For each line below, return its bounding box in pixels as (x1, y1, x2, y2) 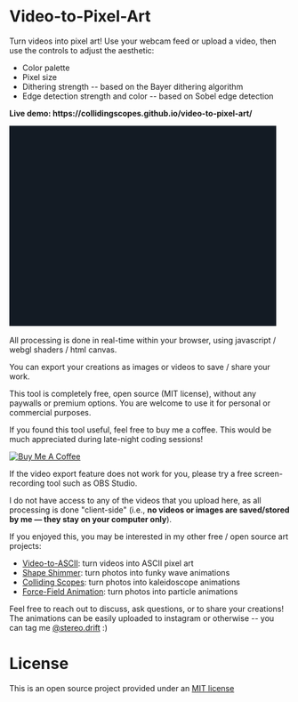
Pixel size (21, 71, 58, 82)
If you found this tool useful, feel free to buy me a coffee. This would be (9, 424, 272, 435)
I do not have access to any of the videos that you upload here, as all (9, 495, 262, 505)
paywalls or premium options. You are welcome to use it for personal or (9, 398, 271, 408)
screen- (254, 468, 283, 479)
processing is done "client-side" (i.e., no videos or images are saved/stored (9, 504, 290, 515)
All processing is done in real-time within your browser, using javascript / (9, 335, 277, 345)
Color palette (21, 62, 70, 73)
